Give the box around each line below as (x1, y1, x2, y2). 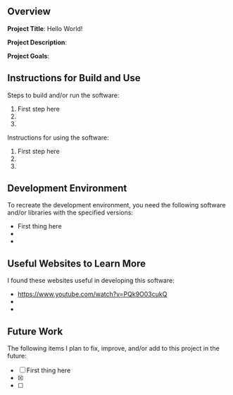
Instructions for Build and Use (7, 72, 141, 84)
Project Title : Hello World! (7, 24, 83, 32)
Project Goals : (7, 51, 49, 60)
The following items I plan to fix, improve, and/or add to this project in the (7, 344, 220, 353)
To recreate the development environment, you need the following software (7, 201, 227, 209)
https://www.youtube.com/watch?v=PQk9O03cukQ (17, 290, 168, 298)
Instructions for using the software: (7, 133, 109, 142)
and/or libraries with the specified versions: (7, 208, 134, 217)
